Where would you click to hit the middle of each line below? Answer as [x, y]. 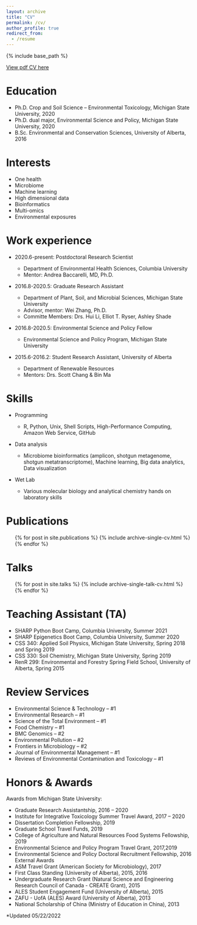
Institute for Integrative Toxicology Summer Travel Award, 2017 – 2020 [100, 816]
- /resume [23, 39]
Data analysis [31, 444]
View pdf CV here [28, 67]
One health [28, 179]
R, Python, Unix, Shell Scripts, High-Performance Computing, [98, 426]
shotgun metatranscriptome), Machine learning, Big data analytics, [104, 462]
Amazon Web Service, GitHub [59, 432]
